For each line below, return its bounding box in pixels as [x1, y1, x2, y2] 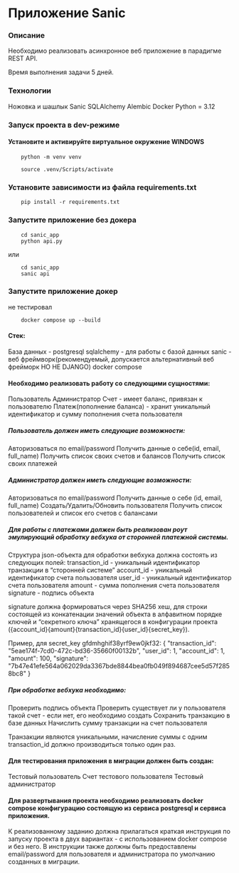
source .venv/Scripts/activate [21, 165, 114, 173]
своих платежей [8, 459, 58, 468]
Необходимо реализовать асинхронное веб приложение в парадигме [8, 46, 222, 55]
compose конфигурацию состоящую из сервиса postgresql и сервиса [8, 804, 226, 812]
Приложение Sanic [8, 5, 127, 21]
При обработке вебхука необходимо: [8, 685, 127, 694]
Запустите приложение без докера [8, 215, 137, 225]
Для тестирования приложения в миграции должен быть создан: [8, 756, 214, 765]
